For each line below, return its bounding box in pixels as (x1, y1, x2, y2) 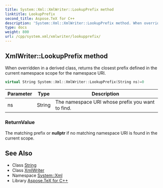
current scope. (5, 135, 35, 141)
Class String (12, 162, 37, 168)
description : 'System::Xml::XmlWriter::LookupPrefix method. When (5, 20, 142, 26)
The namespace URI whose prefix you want (55, 98, 155, 105)
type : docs (5, 25, 27, 30)
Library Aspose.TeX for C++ (12, 177, 68, 183)
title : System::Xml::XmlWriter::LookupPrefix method (5, 7, 114, 12)
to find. (55, 105, 72, 111)
